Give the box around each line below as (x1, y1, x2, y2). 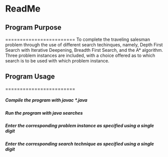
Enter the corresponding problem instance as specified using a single (5, 123, 154, 129)
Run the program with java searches (5, 110, 83, 116)
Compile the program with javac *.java (5, 97, 88, 103)
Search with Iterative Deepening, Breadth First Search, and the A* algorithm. (5, 47, 163, 53)
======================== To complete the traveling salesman (5, 36, 150, 42)
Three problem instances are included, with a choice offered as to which (5, 52, 155, 58)
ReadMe (5, 3, 41, 15)
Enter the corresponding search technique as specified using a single (5, 140, 154, 146)
